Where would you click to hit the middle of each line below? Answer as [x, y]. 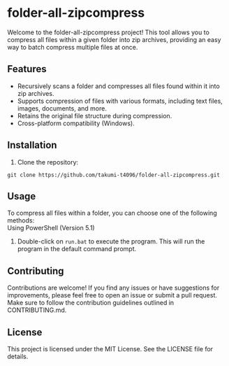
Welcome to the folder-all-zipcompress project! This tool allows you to [108, 32]
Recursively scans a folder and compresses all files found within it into [118, 86]
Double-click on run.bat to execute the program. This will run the [111, 241]
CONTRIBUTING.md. [37, 310]
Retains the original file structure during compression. [95, 115]
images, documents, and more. [62, 108]
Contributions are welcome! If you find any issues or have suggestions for [113, 288]
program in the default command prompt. [77, 249]
